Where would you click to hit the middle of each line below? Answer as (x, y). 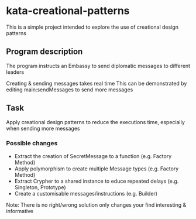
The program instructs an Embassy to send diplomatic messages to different (98, 66)
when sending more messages (43, 128)
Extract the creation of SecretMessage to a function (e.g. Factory (93, 156)
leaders (15, 72)
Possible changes (32, 143)
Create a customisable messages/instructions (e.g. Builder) (86, 193)
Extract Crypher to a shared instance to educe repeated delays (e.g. (97, 181)
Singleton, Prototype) (40, 187)
